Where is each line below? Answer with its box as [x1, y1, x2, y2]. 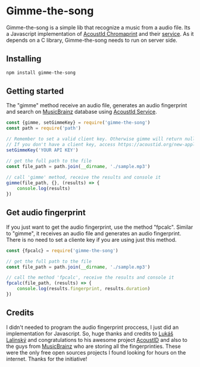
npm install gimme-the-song [6, 70, 76, 76]
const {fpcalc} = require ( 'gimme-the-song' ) [6, 247, 118, 254]
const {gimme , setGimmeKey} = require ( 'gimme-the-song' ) [6, 120, 151, 126]
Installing [6, 54, 42, 64]
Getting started [6, 86, 64, 97]
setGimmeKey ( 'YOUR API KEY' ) [6, 147, 79, 153]
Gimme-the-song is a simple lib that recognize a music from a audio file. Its [6, 24, 190, 31]
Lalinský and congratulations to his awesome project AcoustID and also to [6, 336, 187, 343]
